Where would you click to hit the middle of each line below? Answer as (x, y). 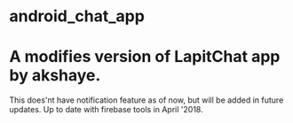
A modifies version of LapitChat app (145, 57)
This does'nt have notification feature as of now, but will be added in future (146, 100)
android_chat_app (77, 16)
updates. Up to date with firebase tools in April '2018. (106, 110)
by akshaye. (55, 76)
